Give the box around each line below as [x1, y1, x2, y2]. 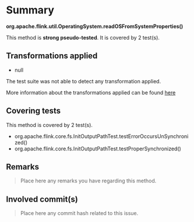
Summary [6, 3, 54, 17]
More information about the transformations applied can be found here [6, 89, 176, 96]
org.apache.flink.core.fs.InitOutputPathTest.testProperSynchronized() [14, 145, 182, 152]
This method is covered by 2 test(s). [6, 121, 93, 128]
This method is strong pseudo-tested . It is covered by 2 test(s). [6, 34, 160, 41]
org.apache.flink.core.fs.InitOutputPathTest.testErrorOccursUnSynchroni [14, 132, 189, 140]
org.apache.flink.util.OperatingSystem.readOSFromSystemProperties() [6, 23, 184, 30]
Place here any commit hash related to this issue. [20, 210, 139, 217]
